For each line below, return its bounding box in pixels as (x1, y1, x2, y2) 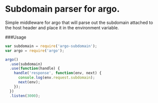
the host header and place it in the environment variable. (5, 24, 119, 30)
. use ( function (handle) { (9, 66, 60, 71)
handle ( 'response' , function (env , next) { (14, 71, 102, 76)
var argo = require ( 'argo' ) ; (5, 48, 65, 53)
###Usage (5, 34, 27, 40)
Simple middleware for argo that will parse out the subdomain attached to (5, 20, 153, 25)
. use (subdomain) (9, 62, 43, 66)
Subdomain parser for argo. (5, 3, 120, 15)
